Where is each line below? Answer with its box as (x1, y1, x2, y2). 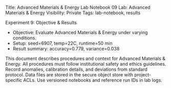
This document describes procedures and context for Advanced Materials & (5, 55, 165, 62)
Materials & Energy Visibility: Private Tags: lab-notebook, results (5, 10, 141, 16)
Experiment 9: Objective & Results (5, 20, 77, 25)
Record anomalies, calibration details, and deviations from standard (5, 66, 147, 72)
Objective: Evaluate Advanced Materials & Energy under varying (12, 30, 148, 35)
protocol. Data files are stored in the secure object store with (5, 72, 134, 78)
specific (5, 77, 23, 83)
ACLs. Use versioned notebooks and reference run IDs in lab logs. (23, 77, 162, 83)
